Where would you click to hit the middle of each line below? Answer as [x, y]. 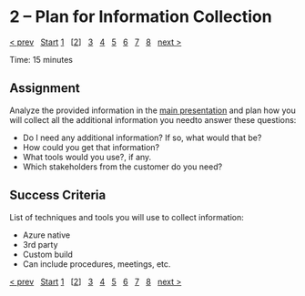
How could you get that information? [91, 147]
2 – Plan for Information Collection [141, 17]
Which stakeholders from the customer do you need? [122, 167]
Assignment [45, 88]
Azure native [46, 235]
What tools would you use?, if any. [87, 157]
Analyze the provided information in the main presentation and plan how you [152, 110]
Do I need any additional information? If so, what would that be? [142, 138]
